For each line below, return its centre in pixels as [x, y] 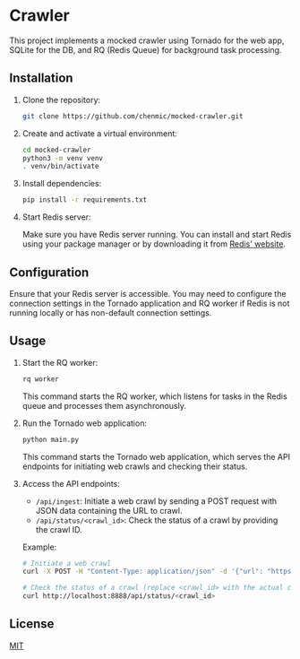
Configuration [49, 272]
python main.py [51, 439]
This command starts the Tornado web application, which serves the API [156, 456]
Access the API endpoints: [71, 483]
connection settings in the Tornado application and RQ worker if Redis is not [150, 303]
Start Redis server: [56, 217]
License [32, 624]
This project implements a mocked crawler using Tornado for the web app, [147, 40]
